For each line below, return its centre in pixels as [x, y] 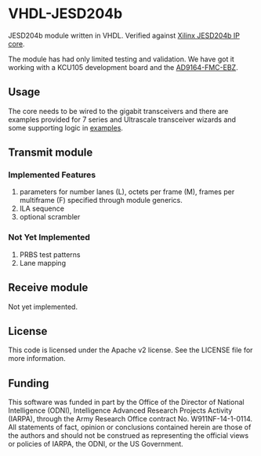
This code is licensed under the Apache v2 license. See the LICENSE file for [130, 350]
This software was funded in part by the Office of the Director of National [126, 403]
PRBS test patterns [50, 254]
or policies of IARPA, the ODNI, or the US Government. [96, 444]
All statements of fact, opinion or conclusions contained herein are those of [130, 427]
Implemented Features [52, 175]
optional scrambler [50, 217]
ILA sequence [42, 208]
